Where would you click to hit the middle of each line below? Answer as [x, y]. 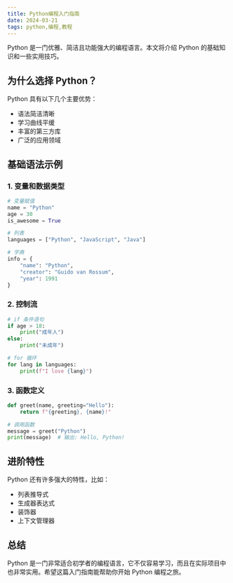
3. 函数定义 [26, 390]
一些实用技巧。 [41, 56]
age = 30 [20, 214]
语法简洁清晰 [36, 114]
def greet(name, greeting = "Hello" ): [61, 405]
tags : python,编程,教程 [40, 27]
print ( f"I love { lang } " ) [56, 371]
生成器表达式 [36, 503]
